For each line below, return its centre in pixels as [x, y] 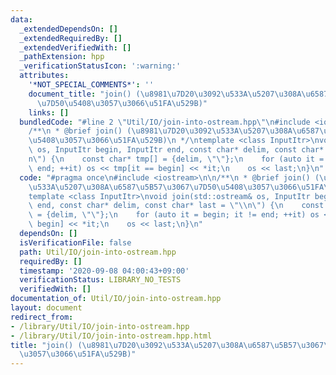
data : [21, 19]
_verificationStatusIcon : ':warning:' [100, 66]
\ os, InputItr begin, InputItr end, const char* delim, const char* [176, 150]
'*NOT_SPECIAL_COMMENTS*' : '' [91, 85]
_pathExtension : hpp [62, 57]
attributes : [44, 76]
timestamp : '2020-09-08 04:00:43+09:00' [104, 271]
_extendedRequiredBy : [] [71, 38]
